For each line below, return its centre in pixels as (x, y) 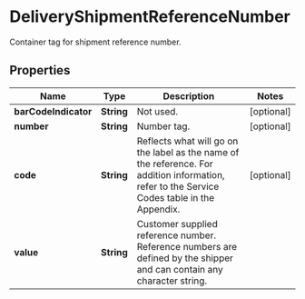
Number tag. (163, 126)
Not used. (157, 111)
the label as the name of (188, 152)
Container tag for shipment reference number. (95, 42)
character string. (172, 281)
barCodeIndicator (53, 111)
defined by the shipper (185, 258)
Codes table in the (176, 197)
